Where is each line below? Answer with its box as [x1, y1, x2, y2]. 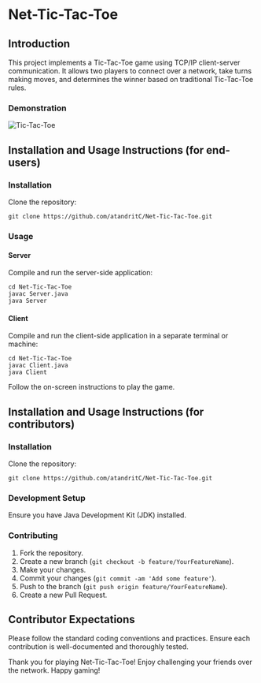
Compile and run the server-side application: [8, 268, 153, 278]
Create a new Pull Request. [19, 590, 108, 599]
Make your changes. [19, 565, 86, 574]
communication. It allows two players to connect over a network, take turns [8, 66, 252, 76]
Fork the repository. [19, 548, 84, 558]
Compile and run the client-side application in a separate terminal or [8, 331, 229, 341]
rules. [8, 83, 27, 92]
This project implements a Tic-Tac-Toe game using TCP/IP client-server [8, 58, 241, 67]
